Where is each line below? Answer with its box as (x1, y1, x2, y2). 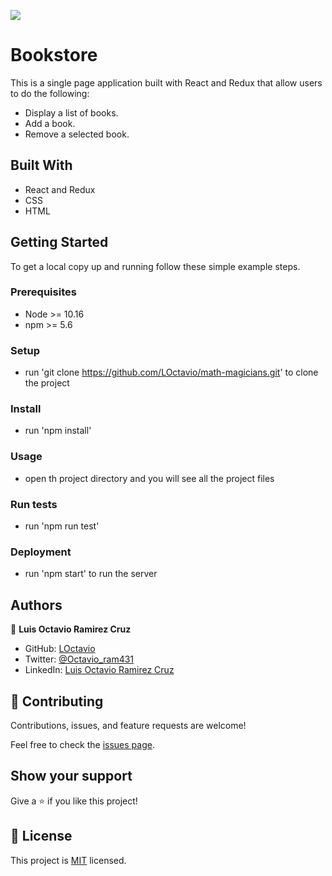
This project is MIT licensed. (10, 854, 127, 866)
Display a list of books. (24, 106, 119, 119)
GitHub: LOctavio (24, 643, 96, 655)
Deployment (10, 545, 72, 559)
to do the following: (10, 87, 90, 99)
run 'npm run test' (24, 520, 100, 532)
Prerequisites (10, 285, 77, 299)
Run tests (10, 497, 58, 511)
